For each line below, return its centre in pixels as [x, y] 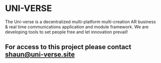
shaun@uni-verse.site [40, 55]
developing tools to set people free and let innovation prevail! [67, 32]
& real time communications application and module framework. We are [77, 26]
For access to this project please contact [68, 47]
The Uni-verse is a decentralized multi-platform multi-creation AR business [80, 22]
